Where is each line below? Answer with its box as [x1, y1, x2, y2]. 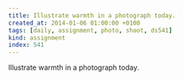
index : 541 [8, 41, 45, 49]
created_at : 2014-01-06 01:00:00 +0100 [8, 19, 141, 27]
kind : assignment [8, 33, 66, 42]
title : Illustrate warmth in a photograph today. [8, 11, 177, 20]
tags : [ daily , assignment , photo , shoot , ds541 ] [8, 26, 173, 34]
